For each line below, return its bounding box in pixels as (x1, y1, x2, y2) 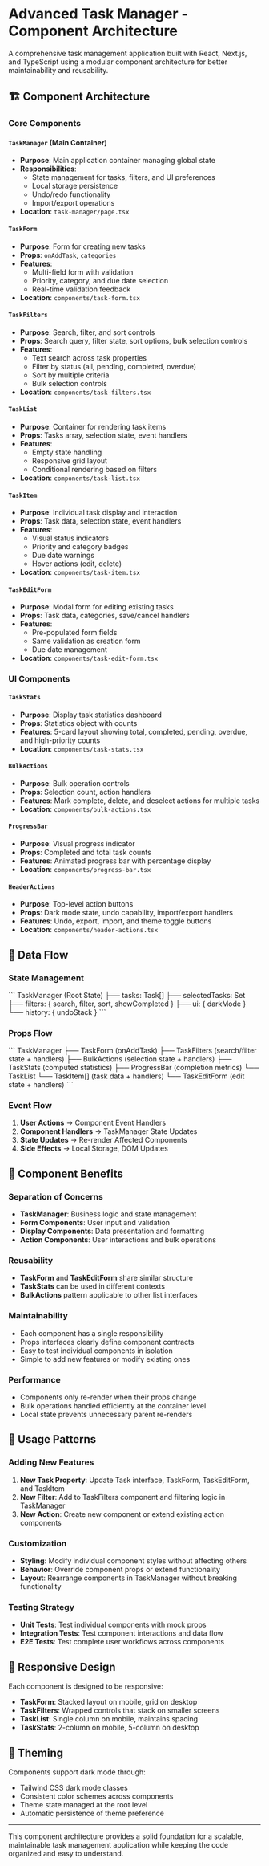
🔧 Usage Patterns (8, 1432, 97, 1446)
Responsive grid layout (31, 456, 108, 466)
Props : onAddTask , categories (19, 250, 117, 259)
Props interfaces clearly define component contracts (19, 1337, 195, 1347)
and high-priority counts (19, 735, 101, 745)
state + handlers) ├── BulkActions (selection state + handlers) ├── (8, 1054, 232, 1064)
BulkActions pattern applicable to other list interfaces (19, 1290, 198, 1300)
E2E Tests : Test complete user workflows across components (19, 1637, 225, 1647)
